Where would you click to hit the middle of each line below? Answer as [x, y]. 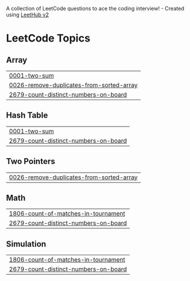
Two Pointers [31, 161]
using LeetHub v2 [28, 15]
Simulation [26, 244]
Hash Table [27, 116]
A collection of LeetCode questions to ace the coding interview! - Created [95, 8]
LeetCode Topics [48, 38]
